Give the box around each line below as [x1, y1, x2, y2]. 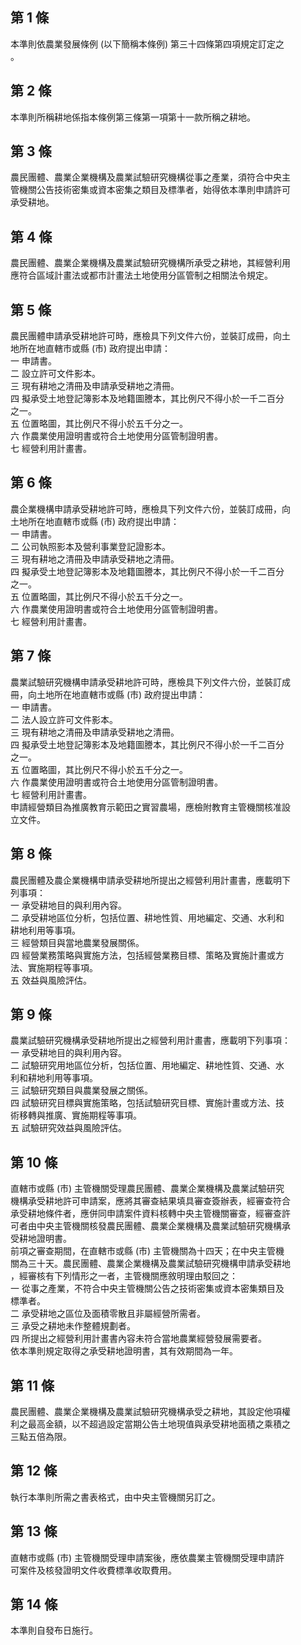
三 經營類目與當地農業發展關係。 [10, 936, 145, 948]
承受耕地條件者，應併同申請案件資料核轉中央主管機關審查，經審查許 [10, 1208, 291, 1220]
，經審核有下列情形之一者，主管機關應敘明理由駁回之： [10, 1270, 238, 1282]
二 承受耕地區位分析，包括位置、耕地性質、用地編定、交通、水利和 [10, 911, 285, 923]
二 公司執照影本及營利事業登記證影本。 [10, 540, 171, 552]
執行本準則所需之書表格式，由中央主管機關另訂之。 [10, 1491, 221, 1503]
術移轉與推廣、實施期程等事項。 [10, 1109, 142, 1122]
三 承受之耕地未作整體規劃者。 [10, 1320, 136, 1332]
